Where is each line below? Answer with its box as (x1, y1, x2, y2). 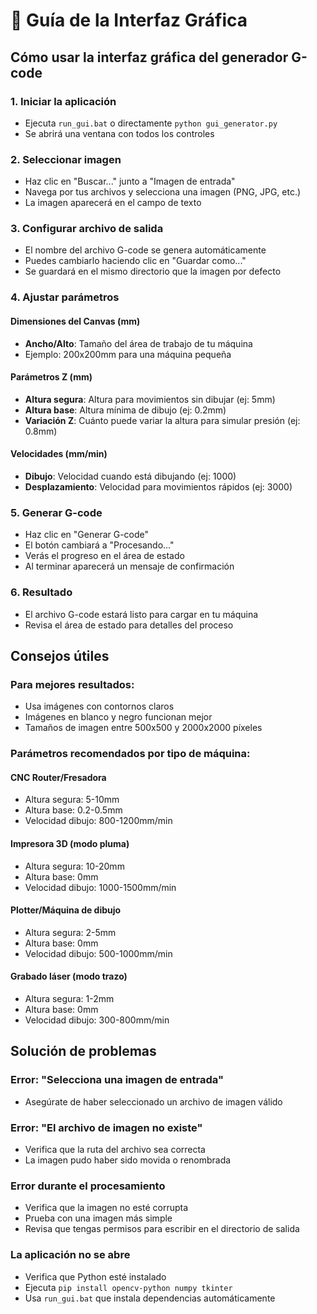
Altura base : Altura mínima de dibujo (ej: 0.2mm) (24, 404, 227, 416)
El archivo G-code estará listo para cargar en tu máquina (24, 608, 259, 620)
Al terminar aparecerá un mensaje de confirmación (24, 560, 235, 573)
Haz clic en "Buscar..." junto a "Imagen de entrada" (24, 175, 236, 188)
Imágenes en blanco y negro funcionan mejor (24, 711, 213, 723)
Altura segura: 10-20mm (24, 860, 125, 872)
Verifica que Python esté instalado (24, 1270, 167, 1283)
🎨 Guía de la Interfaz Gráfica (10, 9, 248, 32)
